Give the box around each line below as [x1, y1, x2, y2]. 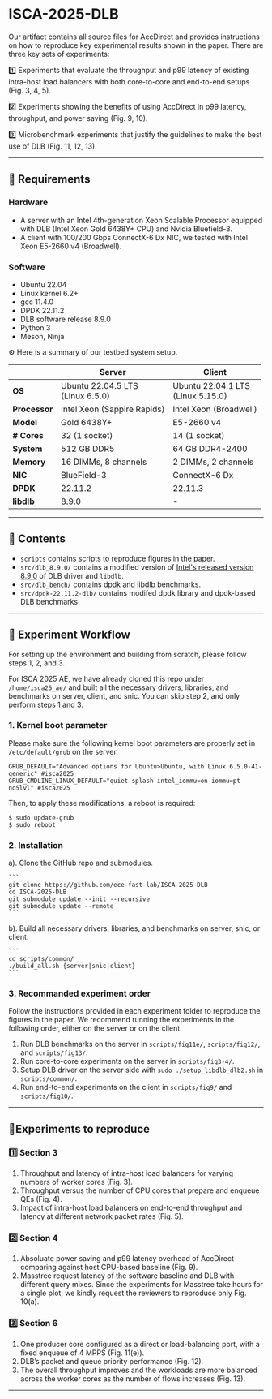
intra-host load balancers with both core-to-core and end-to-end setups [8, 76, 250, 86]
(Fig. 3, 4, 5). [8, 85, 51, 95]
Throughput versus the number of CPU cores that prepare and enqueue [19, 1186, 260, 1195]
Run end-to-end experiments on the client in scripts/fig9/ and [19, 1083, 232, 1092]
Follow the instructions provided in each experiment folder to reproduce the [8, 1006, 261, 1016]
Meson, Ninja [19, 331, 65, 341]
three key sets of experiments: [8, 49, 110, 58]
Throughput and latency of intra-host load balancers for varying [19, 1169, 234, 1178]
